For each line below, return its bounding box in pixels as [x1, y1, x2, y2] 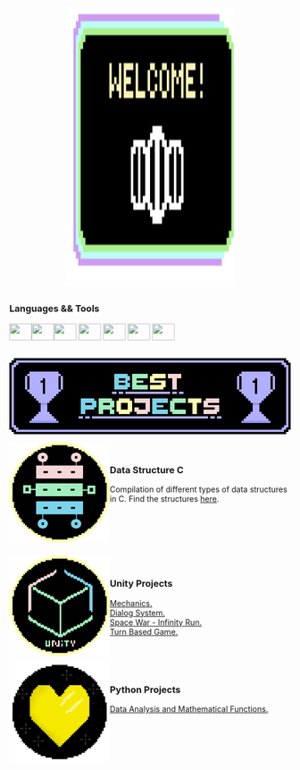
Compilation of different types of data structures [110, 484, 287, 495]
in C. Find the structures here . [110, 494, 220, 504]
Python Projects [110, 683, 181, 696]
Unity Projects [110, 578, 173, 590]
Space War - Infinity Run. [110, 616, 203, 628]
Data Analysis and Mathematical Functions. [110, 704, 269, 715]
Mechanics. [110, 597, 154, 608]
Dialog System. [110, 607, 165, 618]
